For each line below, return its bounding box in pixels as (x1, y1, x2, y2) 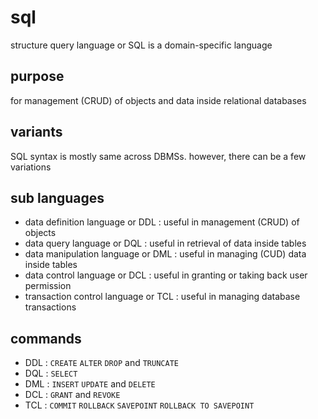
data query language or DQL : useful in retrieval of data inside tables (24, 237, 307, 250)
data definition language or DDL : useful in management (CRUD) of (24, 216, 300, 228)
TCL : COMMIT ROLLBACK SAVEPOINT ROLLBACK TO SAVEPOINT (24, 399, 255, 411)
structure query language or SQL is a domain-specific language (10, 39, 273, 51)
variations (10, 161, 52, 173)
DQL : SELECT (24, 367, 78, 380)
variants (10, 124, 63, 141)
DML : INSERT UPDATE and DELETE (24, 378, 156, 390)
